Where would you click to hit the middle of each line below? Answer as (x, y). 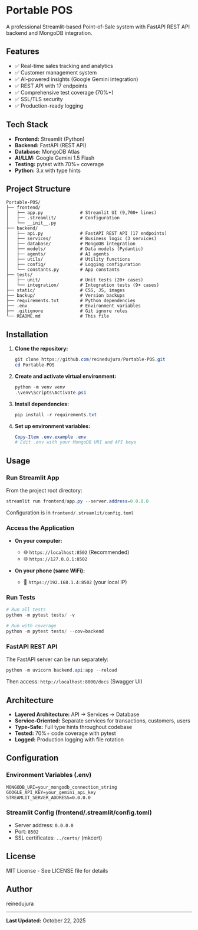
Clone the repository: (41, 349)
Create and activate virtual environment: (65, 376)
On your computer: (38, 541)
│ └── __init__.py (32, 223)
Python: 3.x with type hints (48, 170)
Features (23, 52)
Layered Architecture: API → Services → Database (77, 714)
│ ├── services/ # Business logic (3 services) (82, 239)
